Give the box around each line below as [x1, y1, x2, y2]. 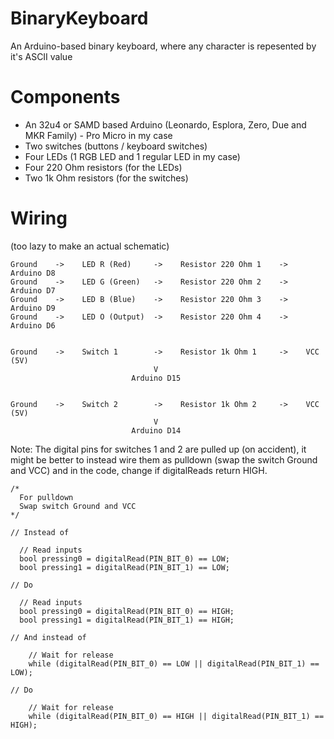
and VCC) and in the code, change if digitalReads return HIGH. [10, 464, 268, 476]
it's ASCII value [10, 50, 73, 62]
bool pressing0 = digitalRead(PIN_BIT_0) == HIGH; [19, 606, 235, 616]
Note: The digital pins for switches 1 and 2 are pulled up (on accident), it [10, 443, 307, 455]
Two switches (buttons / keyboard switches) [24, 140, 208, 152]
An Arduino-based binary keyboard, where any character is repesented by [10, 40, 317, 52]
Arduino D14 [131, 425, 182, 436]
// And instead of [10, 632, 87, 642]
